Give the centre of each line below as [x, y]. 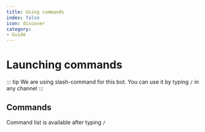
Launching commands [64, 65]
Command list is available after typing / [56, 122]
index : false [23, 18]
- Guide [16, 35]
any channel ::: [25, 89]
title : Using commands [35, 12]
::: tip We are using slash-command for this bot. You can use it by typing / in [103, 82]
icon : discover [26, 23]
